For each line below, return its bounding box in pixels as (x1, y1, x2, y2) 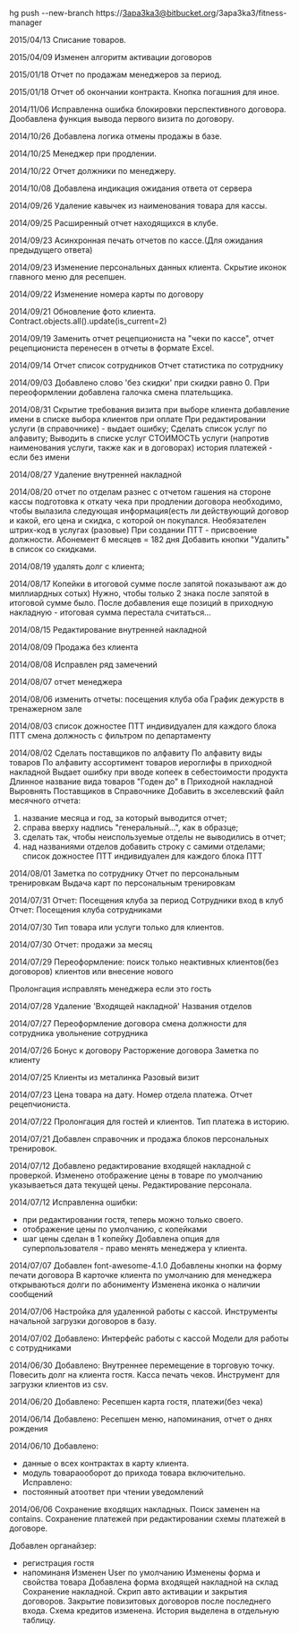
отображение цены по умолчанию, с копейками (21, 1223, 208, 1234)
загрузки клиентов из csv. (9, 1379, 109, 1389)
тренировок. (9, 1143, 57, 1154)
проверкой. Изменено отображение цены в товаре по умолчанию (9, 1170, 263, 1180)
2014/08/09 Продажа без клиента (9, 642, 139, 653)
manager (9, 17, 43, 28)
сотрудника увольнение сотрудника (9, 1028, 149, 1038)
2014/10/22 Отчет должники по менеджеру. (9, 166, 176, 176)
